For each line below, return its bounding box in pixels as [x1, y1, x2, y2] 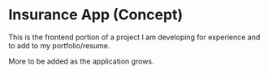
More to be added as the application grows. [8, 56, 154, 66]
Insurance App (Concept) [8, 6, 184, 24]
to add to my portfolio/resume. [8, 40, 110, 50]
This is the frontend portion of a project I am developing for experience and [8, 32, 261, 42]
